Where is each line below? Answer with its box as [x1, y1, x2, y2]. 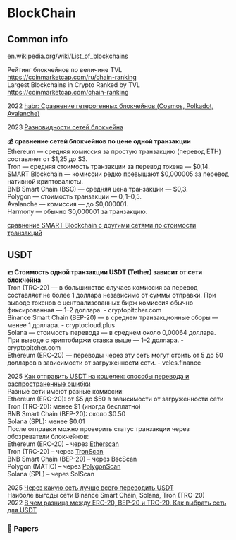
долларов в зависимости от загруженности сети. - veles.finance [7, 358, 201, 367]
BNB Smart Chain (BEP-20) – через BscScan [7, 454, 137, 463]
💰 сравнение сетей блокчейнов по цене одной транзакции [7, 137, 192, 146]
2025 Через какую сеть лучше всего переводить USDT [7, 483, 174, 492]
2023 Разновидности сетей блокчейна [7, 123, 124, 131]
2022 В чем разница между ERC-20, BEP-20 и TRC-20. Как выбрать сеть [7, 498, 227, 507]
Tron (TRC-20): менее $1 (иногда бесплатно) [7, 401, 141, 411]
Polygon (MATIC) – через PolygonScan [7, 462, 121, 471]
